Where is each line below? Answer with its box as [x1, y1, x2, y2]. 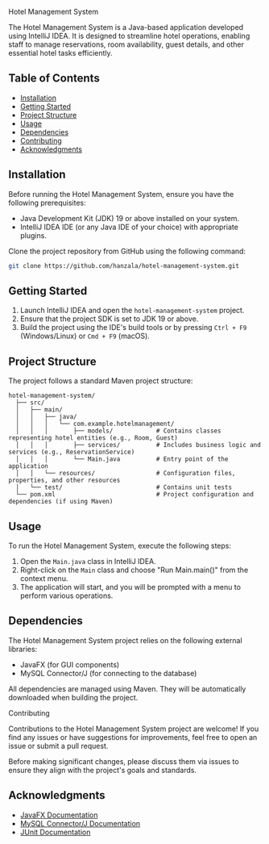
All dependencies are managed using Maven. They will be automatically [8, 683, 246, 693]
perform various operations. [19, 591, 114, 600]
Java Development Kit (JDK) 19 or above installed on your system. [19, 213, 240, 223]
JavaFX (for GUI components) [19, 659, 120, 669]
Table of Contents [8, 72, 101, 86]
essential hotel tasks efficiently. [8, 48, 113, 57]
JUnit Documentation [19, 827, 91, 837]
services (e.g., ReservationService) [8, 448, 135, 457]
